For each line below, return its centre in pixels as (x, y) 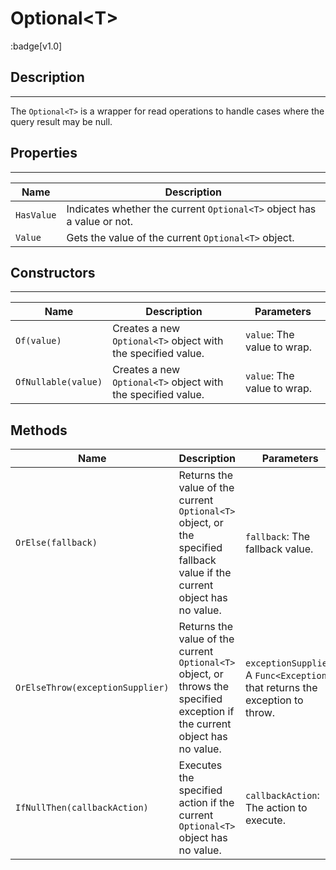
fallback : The (277, 537)
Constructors (53, 272)
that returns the (281, 688)
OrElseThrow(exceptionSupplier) (92, 688)
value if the (205, 573)
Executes (200, 765)
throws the (204, 687)
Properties (44, 153)
